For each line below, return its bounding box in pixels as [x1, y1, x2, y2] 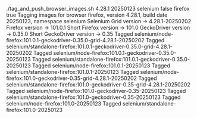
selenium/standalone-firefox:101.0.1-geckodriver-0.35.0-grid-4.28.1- [6, 43, 173, 50]
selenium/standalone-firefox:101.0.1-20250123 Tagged [6, 69, 139, 75]
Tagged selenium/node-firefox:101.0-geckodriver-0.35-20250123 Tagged [6, 88, 186, 94]
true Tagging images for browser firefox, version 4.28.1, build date [6, 11, 168, 18]
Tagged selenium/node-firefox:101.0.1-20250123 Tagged [32, 62, 171, 69]
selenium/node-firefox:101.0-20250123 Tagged [6, 100, 121, 107]
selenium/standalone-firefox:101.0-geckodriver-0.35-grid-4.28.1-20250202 [6, 81, 190, 88]
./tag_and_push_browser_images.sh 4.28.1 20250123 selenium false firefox [6, 5, 190, 12]
